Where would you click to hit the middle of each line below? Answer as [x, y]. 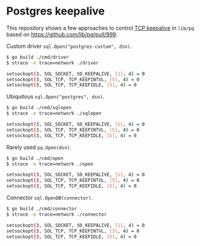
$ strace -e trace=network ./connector [57, 214]
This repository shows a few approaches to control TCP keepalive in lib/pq [100, 28]
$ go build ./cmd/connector [42, 209]
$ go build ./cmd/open [35, 158]
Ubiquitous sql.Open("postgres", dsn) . [55, 97]
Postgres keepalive [55, 11]
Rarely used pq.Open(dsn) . [39, 147]
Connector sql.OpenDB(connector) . [49, 198]
